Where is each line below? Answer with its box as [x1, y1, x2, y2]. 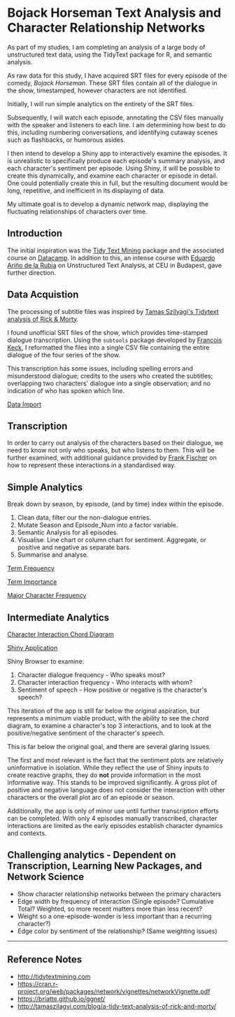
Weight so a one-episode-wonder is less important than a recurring [17, 911, 212, 920]
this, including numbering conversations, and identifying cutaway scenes [7, 128, 218, 136]
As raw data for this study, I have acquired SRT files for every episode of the [7, 71, 227, 80]
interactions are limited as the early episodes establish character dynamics [7, 822, 223, 830]
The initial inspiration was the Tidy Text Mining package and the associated [7, 246, 225, 255]
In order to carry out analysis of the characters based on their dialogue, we [7, 439, 224, 447]
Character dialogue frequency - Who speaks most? [17, 671, 166, 679]
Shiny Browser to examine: [7, 657, 85, 665]
